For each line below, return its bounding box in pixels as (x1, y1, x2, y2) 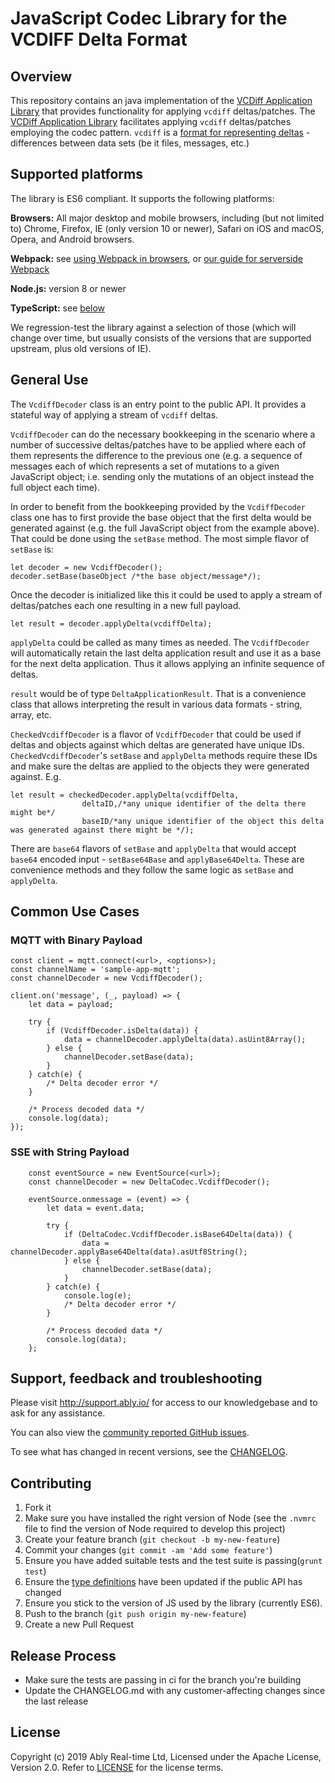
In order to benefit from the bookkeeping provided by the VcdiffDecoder (10, 500, 307, 512)
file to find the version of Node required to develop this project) (24, 1523, 286, 1535)
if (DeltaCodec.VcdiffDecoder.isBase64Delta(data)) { (63, 1229, 293, 1239)
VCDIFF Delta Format (10, 28, 188, 51)
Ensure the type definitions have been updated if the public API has (24, 1576, 303, 1588)
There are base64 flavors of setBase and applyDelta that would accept (10, 842, 297, 854)
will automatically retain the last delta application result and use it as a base (10, 647, 322, 659)
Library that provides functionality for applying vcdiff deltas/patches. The (10, 105, 316, 117)
